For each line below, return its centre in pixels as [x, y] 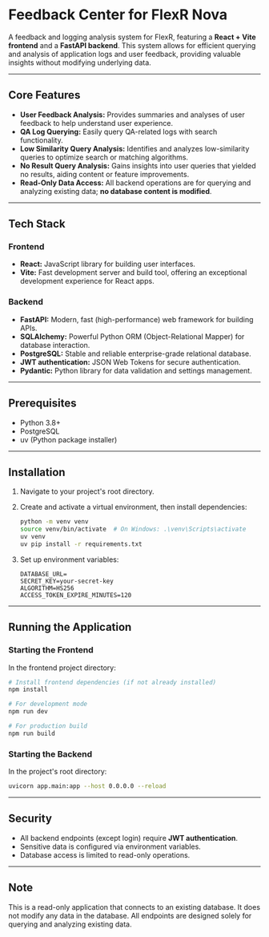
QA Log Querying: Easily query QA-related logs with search [118, 131]
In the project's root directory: [58, 772]
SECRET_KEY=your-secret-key [66, 581]
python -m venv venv [54, 522]
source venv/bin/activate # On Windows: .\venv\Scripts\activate [133, 529]
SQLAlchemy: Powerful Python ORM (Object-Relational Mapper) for [132, 336]
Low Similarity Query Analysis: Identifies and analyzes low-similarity [134, 148]
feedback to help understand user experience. [96, 123]
